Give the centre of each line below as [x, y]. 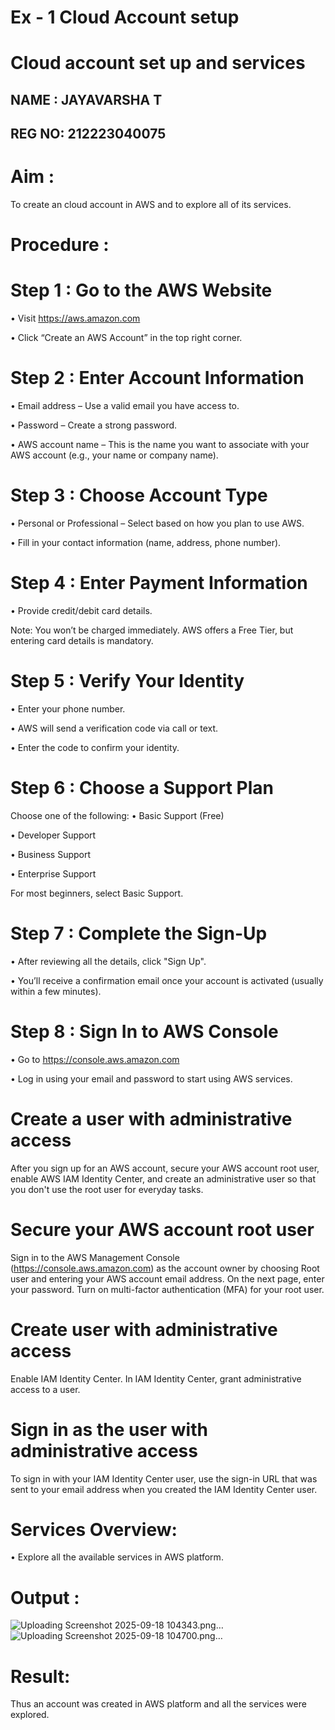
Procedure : [60, 245]
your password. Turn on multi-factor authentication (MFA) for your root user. [167, 1289]
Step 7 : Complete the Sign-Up [139, 933]
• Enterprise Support [53, 873]
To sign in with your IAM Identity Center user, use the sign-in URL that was [164, 1478]
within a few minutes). [56, 991]
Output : [45, 1597]
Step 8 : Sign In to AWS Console [144, 1032]
